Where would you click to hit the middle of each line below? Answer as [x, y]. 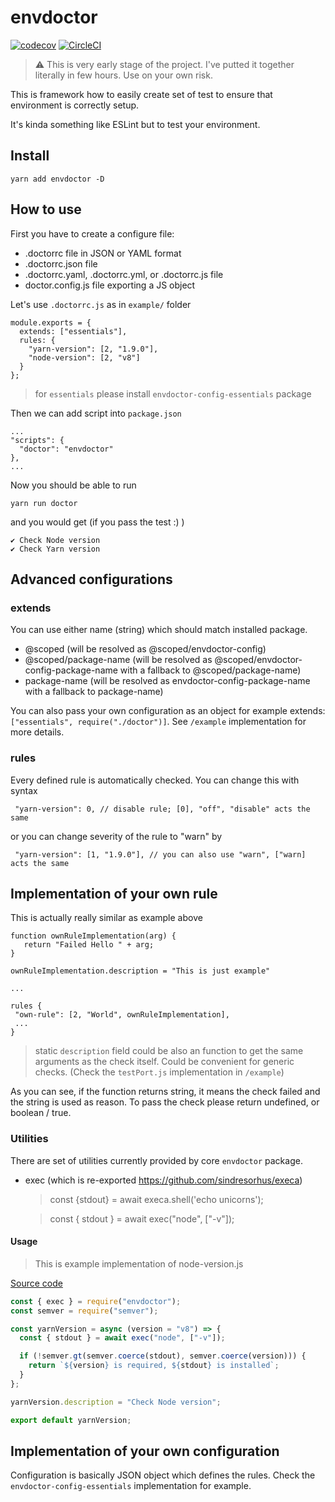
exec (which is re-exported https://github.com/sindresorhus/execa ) [163, 1180]
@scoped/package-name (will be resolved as [118, 660]
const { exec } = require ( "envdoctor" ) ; [96, 1301]
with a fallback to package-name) [94, 692]
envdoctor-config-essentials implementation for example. [131, 1486]
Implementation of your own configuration [145, 1451]
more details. [37, 732]
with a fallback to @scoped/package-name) [210, 670]
